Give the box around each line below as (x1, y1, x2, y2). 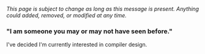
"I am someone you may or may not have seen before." (6, 27, 173, 36)
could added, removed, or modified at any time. (6, 12, 127, 19)
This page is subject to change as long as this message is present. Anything (6, 6, 199, 12)
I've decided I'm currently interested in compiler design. (6, 41, 147, 48)
